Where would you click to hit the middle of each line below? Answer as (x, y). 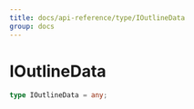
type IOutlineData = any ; (58, 95)
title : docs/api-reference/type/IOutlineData (97, 18)
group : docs (32, 26)
